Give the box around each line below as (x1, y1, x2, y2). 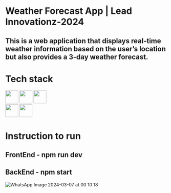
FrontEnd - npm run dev (5, 150, 83, 159)
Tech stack (5, 73, 53, 85)
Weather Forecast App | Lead (5, 5, 132, 17)
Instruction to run (5, 130, 81, 142)
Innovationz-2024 (5, 16, 84, 28)
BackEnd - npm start (5, 168, 73, 177)
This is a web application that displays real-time (5, 36, 161, 45)
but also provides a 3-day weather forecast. (5, 52, 148, 61)
